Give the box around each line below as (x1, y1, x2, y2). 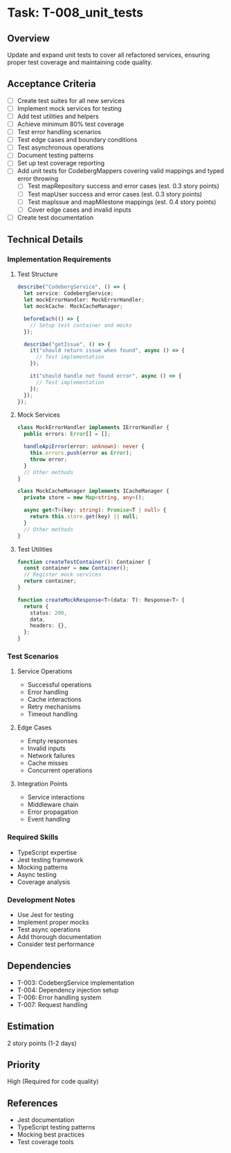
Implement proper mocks (17, 918, 89, 926)
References (7, 1097, 58, 1109)
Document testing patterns (17, 151, 94, 160)
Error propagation (27, 808, 78, 816)
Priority (7, 1059, 40, 1071)
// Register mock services (24, 571, 102, 579)
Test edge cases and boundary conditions (17, 136, 138, 144)
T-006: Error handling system (17, 993, 102, 1001)
